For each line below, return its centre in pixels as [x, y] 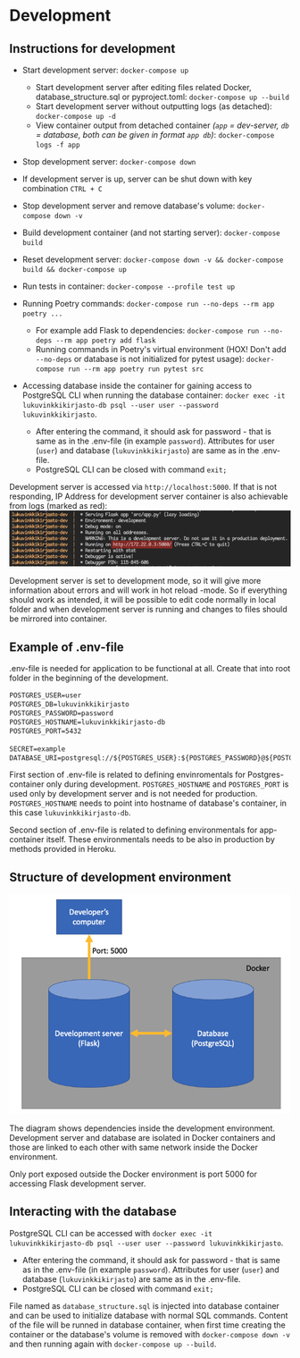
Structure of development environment [121, 877]
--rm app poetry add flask [106, 341]
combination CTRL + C [62, 188]
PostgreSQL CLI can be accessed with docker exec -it [111, 1233]
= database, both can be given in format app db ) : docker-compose [155, 135]
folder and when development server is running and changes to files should [148, 610]
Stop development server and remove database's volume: [129, 206]
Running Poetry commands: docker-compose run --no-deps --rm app [148, 304]
